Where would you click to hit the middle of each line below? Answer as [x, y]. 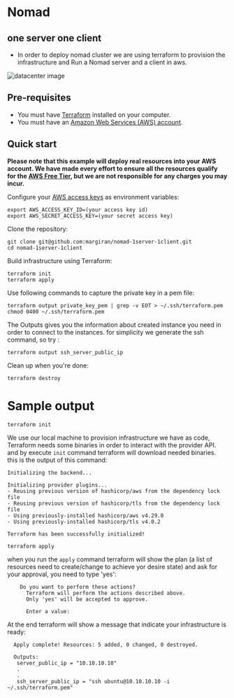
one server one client [54, 38]
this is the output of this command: [57, 460]
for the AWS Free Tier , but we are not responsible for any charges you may [117, 176]
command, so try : [34, 340]
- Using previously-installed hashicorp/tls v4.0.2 [84, 522]
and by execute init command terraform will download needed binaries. [112, 452]
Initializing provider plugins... [58, 485]
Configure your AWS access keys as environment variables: [93, 197]
